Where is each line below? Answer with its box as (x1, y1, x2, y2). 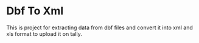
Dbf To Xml (6, 4, 64, 18)
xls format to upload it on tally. (6, 30, 82, 37)
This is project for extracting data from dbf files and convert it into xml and (6, 24, 193, 31)
